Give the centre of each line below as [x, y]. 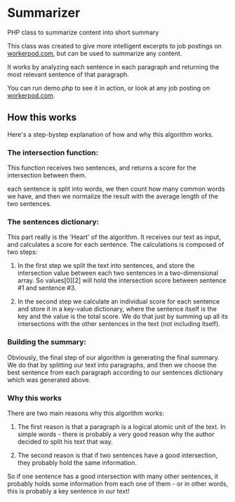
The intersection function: [53, 152]
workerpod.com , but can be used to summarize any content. [95, 53]
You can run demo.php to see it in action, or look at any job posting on [109, 88]
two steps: [22, 252]
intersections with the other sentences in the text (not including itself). [119, 324]
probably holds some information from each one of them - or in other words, [118, 483]
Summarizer [44, 13]
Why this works [34, 398]
